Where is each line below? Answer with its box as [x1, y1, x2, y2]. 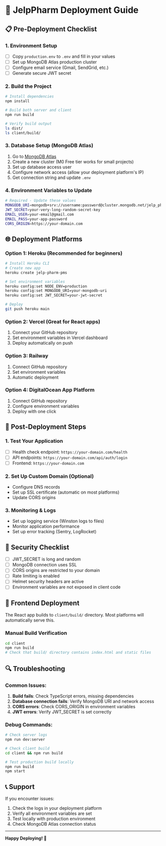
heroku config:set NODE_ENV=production [5, 283, 87, 289]
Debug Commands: [5, 721, 53, 728]
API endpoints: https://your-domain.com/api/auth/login [12, 454, 127, 460]
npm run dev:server [5, 737, 45, 742]
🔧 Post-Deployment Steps [5, 423, 86, 431]
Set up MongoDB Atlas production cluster [12, 59, 97, 65]
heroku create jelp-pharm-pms [5, 270, 68, 275]
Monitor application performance [12, 523, 80, 529]
